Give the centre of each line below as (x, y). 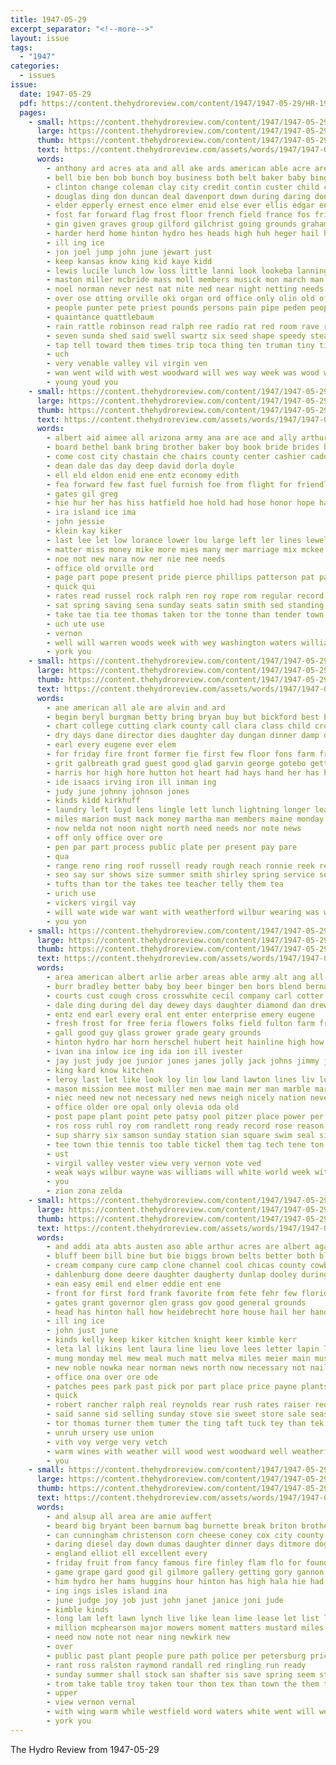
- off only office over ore (104, 837)
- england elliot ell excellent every (127, 1554)
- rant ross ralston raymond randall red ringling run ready (176, 1665)
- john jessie (75, 522)
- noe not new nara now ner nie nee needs (136, 559)
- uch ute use (75, 624)
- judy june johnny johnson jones (118, 791)
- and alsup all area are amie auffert (129, 1516)
